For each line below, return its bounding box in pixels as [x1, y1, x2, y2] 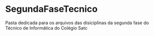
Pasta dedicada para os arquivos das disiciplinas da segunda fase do [5, 20, 149, 26]
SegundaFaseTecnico [5, 3, 98, 15]
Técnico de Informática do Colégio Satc [5, 25, 88, 31]
